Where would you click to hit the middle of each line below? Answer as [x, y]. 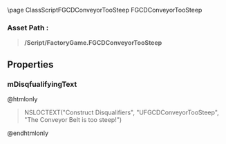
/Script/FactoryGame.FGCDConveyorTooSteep [93, 43]
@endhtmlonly [28, 133]
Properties [30, 64]
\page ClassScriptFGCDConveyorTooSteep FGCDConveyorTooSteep [105, 10]
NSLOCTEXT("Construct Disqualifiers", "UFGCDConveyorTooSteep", [121, 112]
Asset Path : [28, 28]
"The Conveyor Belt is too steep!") [73, 119]
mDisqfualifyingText [42, 84]
